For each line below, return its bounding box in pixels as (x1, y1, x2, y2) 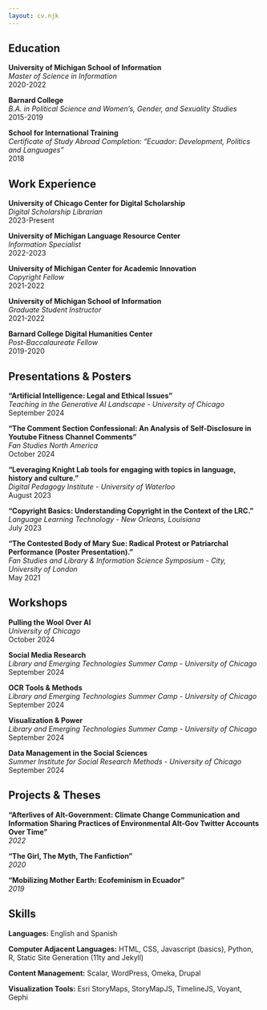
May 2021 (8, 573, 41, 583)
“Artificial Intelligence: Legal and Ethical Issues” (8, 391, 173, 400)
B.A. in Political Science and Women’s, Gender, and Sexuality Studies (8, 104, 237, 113)
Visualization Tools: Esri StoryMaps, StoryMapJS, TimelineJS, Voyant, (8, 983, 242, 993)
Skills (8, 907, 36, 921)
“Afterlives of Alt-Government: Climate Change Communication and (8, 810, 241, 819)
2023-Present (8, 216, 55, 225)
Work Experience (8, 177, 97, 191)
